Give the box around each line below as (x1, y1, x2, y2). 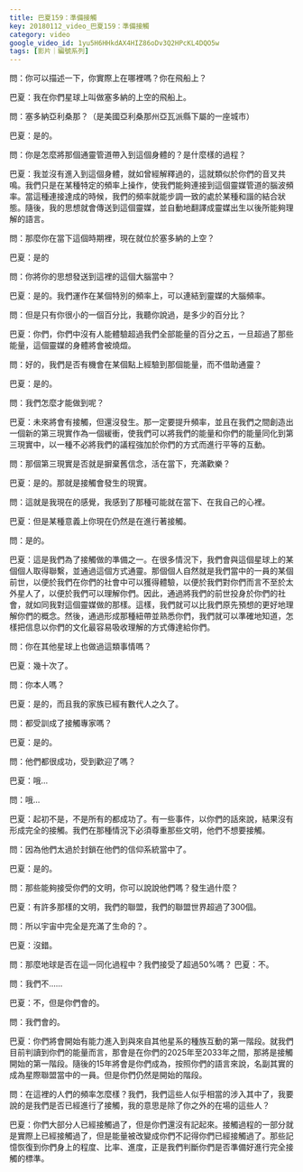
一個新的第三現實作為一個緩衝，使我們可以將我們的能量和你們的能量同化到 (9, 428, 286, 438)
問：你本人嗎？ (9, 679, 65, 690)
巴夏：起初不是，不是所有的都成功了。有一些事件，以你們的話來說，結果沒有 (9, 814, 294, 825)
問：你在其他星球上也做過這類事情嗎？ (9, 641, 151, 652)
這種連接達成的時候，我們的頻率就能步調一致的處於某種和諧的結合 (32, 191, 278, 202)
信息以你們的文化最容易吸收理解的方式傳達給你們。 (24, 622, 215, 632)
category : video (9, 30, 70, 39)
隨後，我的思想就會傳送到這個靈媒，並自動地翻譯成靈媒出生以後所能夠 (24, 202, 286, 213)
